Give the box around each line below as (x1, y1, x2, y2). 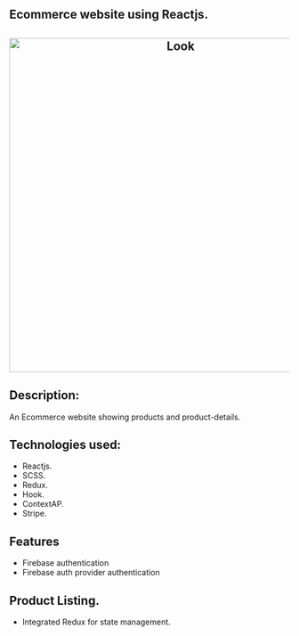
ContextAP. (21, 499, 64, 510)
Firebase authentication (21, 558, 109, 568)
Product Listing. (9, 592, 100, 608)
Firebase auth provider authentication (21, 567, 160, 578)
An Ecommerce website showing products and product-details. (9, 412, 241, 422)
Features (9, 534, 60, 549)
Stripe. (21, 508, 47, 519)
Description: (9, 387, 80, 404)
